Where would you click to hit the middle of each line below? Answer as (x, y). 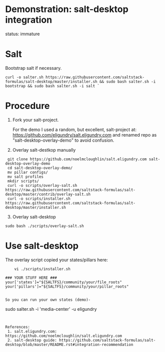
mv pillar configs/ (28, 172)
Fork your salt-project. (36, 120)
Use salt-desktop (42, 246)
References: (18, 327)
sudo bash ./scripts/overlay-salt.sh (45, 226)
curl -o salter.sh (24, 77)
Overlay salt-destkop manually (44, 150)
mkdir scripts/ (23, 181)
